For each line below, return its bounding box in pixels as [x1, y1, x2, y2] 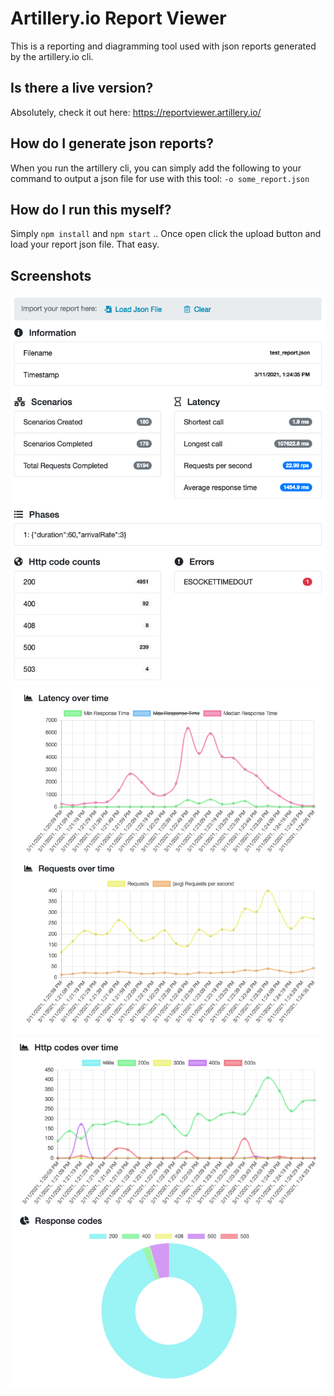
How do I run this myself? [10, 201, 172, 218]
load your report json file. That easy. [10, 238, 160, 251]
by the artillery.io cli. [10, 50, 94, 62]
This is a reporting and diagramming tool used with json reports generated [10, 40, 317, 52]
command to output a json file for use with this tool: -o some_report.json [10, 172, 310, 184]
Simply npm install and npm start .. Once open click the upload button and [10, 228, 322, 240]
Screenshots [10, 267, 92, 284]
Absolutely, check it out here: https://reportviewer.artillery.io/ [10, 106, 262, 118]
